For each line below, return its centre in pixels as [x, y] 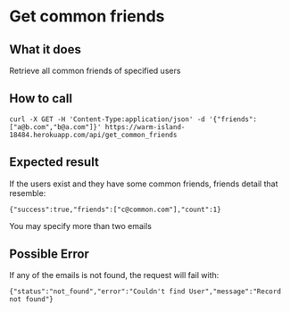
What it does [46, 49]
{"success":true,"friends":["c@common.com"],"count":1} [115, 209]
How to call [41, 99]
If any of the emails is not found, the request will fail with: [114, 275]
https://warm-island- [145, 127]
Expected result [54, 162]
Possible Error [49, 255]
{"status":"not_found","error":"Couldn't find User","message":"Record [145, 291]
